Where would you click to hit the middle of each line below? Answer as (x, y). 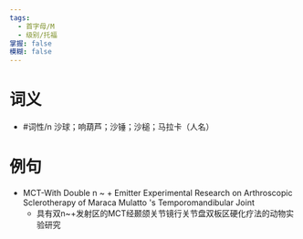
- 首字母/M (36, 26)
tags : (20, 18)
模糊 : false (31, 52)
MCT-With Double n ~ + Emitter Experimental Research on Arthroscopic (157, 193)
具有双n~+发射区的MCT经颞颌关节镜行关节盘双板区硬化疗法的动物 (161, 213)
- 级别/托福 (37, 35)
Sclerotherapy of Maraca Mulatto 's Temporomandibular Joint (139, 203)
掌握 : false (31, 43)
